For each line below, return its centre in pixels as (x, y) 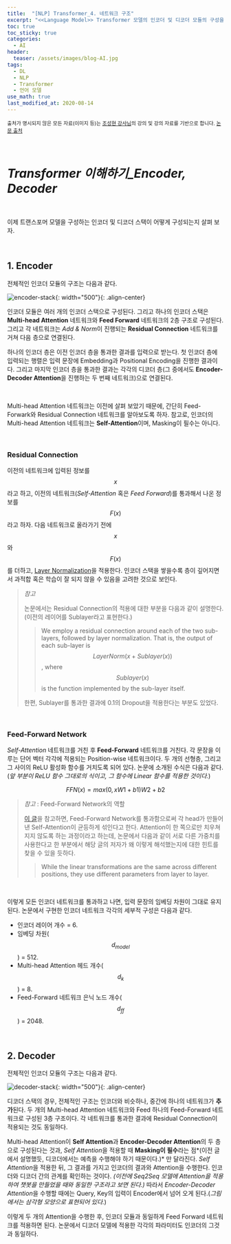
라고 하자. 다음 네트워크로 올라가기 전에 (59, 524)
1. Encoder (30, 266)
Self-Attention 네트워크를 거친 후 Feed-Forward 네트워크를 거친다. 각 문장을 (111, 750)
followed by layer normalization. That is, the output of (137, 638)
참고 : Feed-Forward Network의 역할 (74, 804)
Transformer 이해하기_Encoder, (97, 174)
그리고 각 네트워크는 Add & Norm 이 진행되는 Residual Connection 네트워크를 (113, 329)
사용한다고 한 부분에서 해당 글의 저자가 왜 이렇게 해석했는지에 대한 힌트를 (121, 844)
